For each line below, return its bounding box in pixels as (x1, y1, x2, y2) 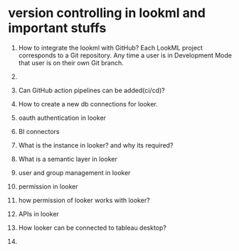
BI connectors (18, 127, 60, 135)
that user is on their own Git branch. (18, 58, 124, 67)
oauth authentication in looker (18, 113, 106, 122)
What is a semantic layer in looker (18, 155, 118, 163)
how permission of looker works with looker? (18, 196, 150, 204)
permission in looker (18, 182, 79, 191)
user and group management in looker (18, 168, 131, 177)
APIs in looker (18, 209, 60, 218)
